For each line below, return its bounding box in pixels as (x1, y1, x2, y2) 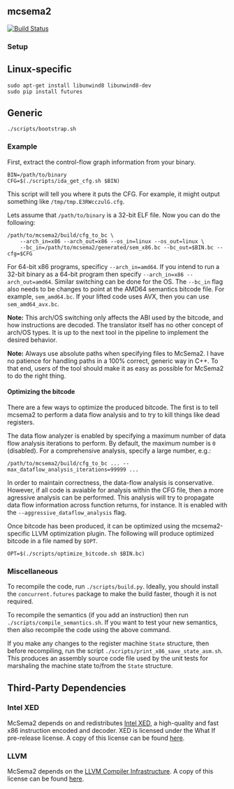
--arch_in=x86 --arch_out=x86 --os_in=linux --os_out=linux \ (20, 238, 205, 245)
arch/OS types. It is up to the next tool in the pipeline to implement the (7, 328, 209, 336)
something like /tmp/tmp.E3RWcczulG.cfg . (7, 197, 125, 205)
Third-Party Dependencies (7, 682, 126, 694)
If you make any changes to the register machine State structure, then (7, 639, 210, 647)
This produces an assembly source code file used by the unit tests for (7, 654, 208, 663)
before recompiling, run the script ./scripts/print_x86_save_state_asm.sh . (7, 647, 224, 655)
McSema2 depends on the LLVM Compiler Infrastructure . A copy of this (7, 767, 214, 776)
